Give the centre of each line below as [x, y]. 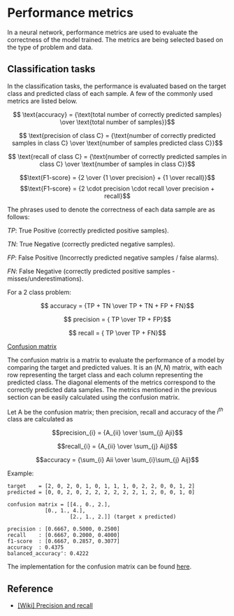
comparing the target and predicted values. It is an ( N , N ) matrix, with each [115, 367]
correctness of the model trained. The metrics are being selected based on [115, 39]
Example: [21, 473]
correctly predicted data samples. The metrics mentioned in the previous [112, 389]
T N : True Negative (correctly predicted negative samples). [91, 244]
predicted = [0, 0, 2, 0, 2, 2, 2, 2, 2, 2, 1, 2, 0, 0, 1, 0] [101, 492]
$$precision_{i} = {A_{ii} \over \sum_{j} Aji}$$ [117, 433]
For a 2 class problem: [39, 292]
